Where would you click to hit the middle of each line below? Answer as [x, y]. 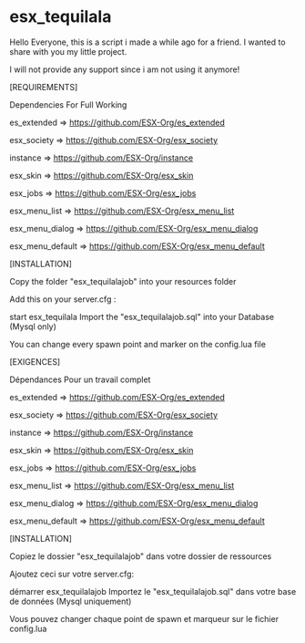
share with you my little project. [68, 51]
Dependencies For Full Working [68, 104]
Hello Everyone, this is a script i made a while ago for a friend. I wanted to [147, 42]
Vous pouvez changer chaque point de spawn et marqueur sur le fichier [144, 618]
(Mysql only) [33, 327]
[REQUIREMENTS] [44, 87]
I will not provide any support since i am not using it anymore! [125, 69]
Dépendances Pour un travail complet [80, 379]
